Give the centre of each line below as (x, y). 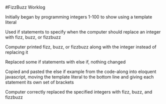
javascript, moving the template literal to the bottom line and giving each (79, 77)
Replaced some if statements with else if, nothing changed (65, 62)
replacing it (17, 52)
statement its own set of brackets (39, 82)
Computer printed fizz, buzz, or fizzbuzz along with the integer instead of (81, 47)
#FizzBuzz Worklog (25, 7)
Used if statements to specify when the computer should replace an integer (83, 32)
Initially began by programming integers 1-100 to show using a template (79, 17)
